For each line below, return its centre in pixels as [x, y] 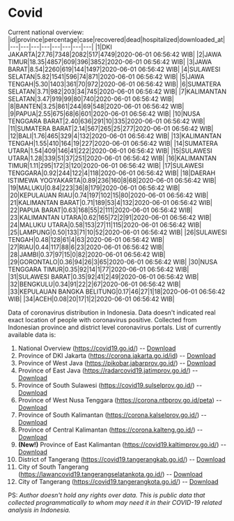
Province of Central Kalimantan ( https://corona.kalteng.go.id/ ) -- [110, 430]
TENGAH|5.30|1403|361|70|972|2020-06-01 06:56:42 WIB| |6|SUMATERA [115, 84]
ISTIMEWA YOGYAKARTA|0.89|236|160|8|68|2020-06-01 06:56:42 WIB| [112, 180]
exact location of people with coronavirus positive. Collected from [102, 319]
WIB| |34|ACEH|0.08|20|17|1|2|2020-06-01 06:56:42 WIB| [91, 299]
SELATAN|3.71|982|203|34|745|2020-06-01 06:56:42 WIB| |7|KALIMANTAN [117, 91]
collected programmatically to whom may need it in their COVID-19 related [115, 502]
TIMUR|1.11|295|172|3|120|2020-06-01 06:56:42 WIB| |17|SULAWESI [106, 165]
